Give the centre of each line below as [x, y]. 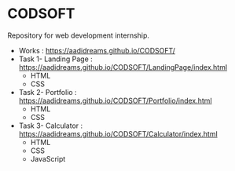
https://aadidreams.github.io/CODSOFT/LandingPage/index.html [123, 67]
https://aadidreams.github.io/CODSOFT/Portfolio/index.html [116, 100]
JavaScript [48, 158]
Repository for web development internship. [79, 35]
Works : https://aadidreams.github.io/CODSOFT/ [97, 50]
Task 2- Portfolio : [48, 92]
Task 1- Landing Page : [56, 59]
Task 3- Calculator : [51, 126]
